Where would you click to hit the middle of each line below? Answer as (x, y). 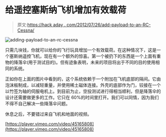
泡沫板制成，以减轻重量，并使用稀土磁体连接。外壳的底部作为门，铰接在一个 (83, 85)
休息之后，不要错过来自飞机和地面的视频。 (48, 114)
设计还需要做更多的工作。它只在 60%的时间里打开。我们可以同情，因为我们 (82, 97)
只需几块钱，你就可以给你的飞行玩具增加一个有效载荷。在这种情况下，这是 (81, 50)
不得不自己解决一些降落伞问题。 (38, 103)
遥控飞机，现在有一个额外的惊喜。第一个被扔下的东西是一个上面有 (89, 56)
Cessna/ (26, 30)
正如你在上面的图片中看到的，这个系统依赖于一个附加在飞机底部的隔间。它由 (83, 79)
